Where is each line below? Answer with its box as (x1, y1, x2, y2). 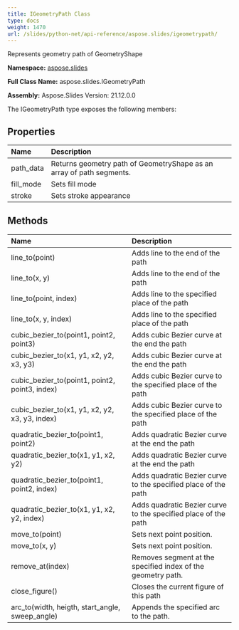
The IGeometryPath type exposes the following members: (7, 105, 176, 114)
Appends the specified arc (131, 602, 221, 612)
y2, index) (11, 513, 45, 523)
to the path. (131, 611, 170, 621)
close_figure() (11, 586, 58, 596)
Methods (7, 215, 48, 227)
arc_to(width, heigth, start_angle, (11, 602, 121, 612)
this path (131, 590, 161, 600)
